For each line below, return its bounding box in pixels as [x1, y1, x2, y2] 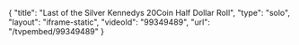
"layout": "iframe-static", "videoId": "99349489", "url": [8, 17, 210, 27]
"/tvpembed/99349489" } [8, 26, 105, 36]
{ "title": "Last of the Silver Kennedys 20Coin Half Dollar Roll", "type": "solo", [8, 8, 291, 18]
